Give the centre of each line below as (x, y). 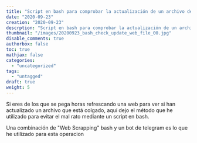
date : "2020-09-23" (30, 17)
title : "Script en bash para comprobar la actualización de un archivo (95, 11)
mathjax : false (25, 55)
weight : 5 (18, 88)
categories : (21, 60)
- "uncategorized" (34, 66)
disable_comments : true (35, 39)
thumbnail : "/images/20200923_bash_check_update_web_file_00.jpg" (89, 33)
